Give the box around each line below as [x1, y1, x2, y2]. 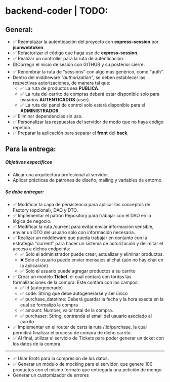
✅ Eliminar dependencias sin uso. [12, 113, 83, 119]
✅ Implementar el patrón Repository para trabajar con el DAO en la [12, 213, 151, 219]
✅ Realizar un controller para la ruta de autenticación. [12, 56, 125, 61]
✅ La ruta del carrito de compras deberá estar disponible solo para [20, 91, 160, 97]
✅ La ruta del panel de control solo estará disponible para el [20, 102, 146, 108]
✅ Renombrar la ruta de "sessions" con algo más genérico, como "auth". [12, 69, 164, 74]
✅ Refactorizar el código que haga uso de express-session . [12, 50, 139, 56]
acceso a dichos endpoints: [12, 246, 70, 252]
